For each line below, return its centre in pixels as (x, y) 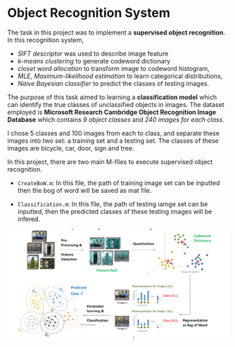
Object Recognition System (89, 13)
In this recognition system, (46, 39)
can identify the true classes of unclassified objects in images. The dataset (116, 104)
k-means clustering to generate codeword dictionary (94, 61)
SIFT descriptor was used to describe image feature (93, 53)
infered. (29, 219)
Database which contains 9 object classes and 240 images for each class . (116, 119)
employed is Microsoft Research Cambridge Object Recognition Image (112, 112)
